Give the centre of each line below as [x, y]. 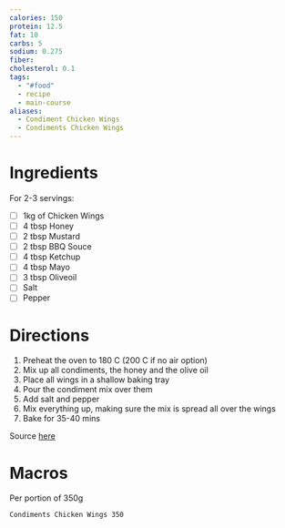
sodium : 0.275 [36, 52]
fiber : [22, 60]
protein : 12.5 [36, 26]
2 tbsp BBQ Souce [57, 247]
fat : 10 [24, 35]
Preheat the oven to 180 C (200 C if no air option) [115, 360]
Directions [49, 335]
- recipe [34, 94]
